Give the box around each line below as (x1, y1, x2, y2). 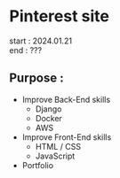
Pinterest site (9, 6, 109, 27)
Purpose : (9, 71, 64, 86)
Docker (35, 112, 62, 123)
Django (35, 104, 62, 114)
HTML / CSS (35, 141, 82, 151)
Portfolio (21, 159, 54, 170)
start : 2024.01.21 (9, 35, 73, 46)
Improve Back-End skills (21, 94, 111, 104)
